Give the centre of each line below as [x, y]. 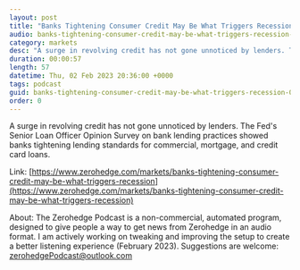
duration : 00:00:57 [46, 59]
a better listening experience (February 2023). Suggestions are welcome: [144, 246]
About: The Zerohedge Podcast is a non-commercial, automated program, [146, 218]
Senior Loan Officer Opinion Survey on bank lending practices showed [139, 136]
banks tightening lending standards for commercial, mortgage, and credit [144, 145]
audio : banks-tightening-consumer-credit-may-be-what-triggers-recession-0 [153, 34]
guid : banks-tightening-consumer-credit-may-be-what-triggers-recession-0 [151, 92]
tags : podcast [36, 84]
